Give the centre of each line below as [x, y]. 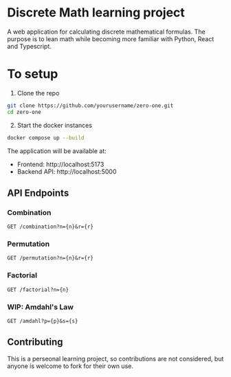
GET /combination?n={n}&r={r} [51, 227]
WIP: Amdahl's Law [41, 307]
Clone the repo [38, 93]
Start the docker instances [55, 125]
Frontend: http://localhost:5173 [60, 164]
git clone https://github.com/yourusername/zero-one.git [90, 105]
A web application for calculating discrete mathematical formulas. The [106, 32]
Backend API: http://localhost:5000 [67, 171]
